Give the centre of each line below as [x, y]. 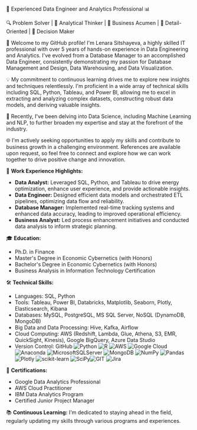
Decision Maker [55, 31]
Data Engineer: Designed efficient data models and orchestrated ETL [99, 195]
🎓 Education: [24, 238]
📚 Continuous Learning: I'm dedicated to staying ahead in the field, [89, 412]
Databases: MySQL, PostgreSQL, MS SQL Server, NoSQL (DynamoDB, [100, 315]
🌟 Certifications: [27, 370]
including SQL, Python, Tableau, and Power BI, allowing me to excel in [91, 92]
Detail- [173, 23]
